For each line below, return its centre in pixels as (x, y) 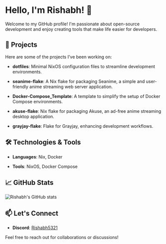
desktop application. (33, 116)
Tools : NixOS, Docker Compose (45, 166)
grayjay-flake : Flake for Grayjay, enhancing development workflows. (83, 126)
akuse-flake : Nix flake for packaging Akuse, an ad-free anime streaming (87, 111)
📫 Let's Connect (32, 213)
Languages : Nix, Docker (38, 157)
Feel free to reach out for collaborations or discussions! (62, 238)
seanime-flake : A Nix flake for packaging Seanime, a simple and (79, 81)
